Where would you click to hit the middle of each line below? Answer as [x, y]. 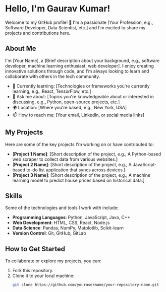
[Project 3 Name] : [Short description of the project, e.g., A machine [81, 175]
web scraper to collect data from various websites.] [65, 159]
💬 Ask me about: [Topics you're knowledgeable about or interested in [83, 96]
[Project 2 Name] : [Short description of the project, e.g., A [72, 164]
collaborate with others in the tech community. [53, 76]
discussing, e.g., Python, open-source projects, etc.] [66, 102]
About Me [21, 48]
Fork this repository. [33, 271]
